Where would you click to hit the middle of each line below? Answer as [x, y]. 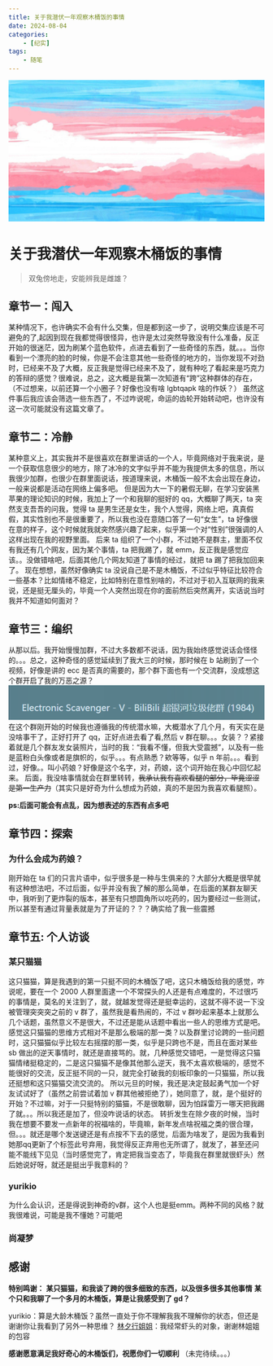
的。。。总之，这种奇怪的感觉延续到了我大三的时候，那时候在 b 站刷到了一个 [134, 660]
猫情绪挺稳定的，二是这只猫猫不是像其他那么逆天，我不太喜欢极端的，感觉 [133, 1062]
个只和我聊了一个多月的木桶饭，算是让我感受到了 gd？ [99, 1298]
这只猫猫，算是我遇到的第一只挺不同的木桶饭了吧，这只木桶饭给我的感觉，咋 [136, 981]
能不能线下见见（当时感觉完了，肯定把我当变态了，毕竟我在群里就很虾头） [133, 1154]
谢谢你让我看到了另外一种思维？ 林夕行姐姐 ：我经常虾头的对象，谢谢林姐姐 [134, 1326]
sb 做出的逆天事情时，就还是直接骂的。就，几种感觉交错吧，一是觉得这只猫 [134, 1052]
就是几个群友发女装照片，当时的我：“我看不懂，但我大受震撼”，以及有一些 [139, 747]
